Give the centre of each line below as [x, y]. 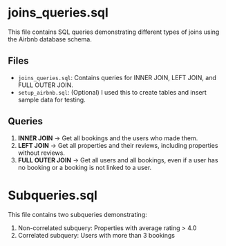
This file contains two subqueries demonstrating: [77, 214]
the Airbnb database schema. [50, 39]
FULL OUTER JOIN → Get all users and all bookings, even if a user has [118, 160]
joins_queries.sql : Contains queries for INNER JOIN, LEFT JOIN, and [117, 77]
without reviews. [41, 153]
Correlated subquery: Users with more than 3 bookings [96, 235]
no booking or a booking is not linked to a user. [85, 167]
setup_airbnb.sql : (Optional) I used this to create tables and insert [112, 92]
